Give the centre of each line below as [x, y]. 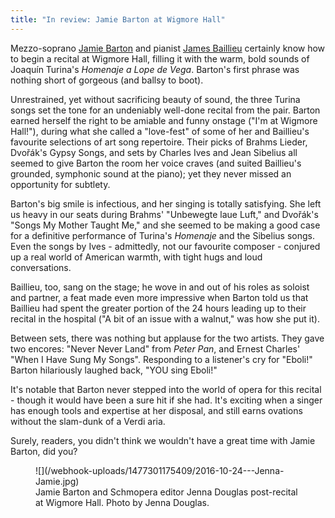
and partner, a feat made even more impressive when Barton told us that [159, 297]
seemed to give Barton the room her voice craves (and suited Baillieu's [156, 163]
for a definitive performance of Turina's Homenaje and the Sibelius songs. [162, 235]
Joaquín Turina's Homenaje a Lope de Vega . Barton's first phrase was [155, 69]
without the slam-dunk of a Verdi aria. [88, 421]
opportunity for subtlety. [60, 184]
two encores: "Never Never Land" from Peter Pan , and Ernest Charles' [155, 348]
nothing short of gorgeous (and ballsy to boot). [107, 80]
